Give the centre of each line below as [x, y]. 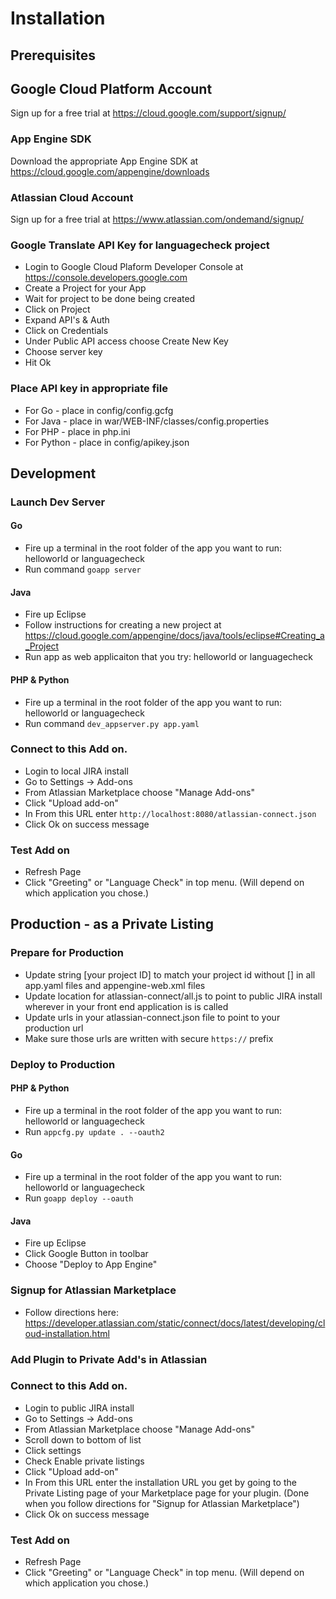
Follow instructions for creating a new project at [123, 625]
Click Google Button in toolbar [86, 1254]
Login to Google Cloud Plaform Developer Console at [134, 267]
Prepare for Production [67, 953]
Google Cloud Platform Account [111, 88]
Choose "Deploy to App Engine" [91, 1264]
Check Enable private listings [84, 1461]
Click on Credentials [66, 331]
